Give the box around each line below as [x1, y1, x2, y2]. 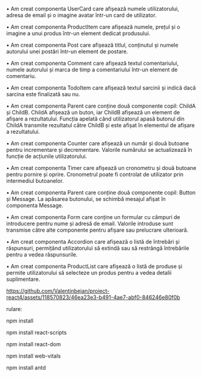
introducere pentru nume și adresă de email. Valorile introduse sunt [6, 220, 174, 227]
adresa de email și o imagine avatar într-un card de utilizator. [6, 11, 157, 19]
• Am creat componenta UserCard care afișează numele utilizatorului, [6, 5, 180, 12]
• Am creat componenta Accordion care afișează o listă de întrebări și [6, 238, 180, 245]
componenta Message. [6, 202, 64, 209]
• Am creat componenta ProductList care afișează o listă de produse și [6, 263, 183, 270]
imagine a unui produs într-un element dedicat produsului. [6, 30, 151, 37]
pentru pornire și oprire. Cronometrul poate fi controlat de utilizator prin [6, 171, 184, 178]
